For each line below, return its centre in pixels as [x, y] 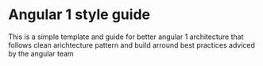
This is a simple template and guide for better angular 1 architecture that [126, 37]
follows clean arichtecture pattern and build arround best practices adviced [132, 45]
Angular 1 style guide [79, 15]
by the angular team [41, 53]
